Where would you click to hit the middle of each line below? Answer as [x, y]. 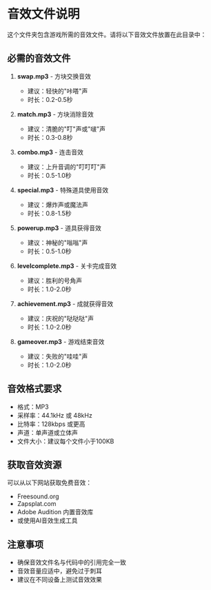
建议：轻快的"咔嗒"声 [58, 91]
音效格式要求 [34, 389]
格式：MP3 [33, 407]
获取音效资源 [34, 465]
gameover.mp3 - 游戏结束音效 [61, 341]
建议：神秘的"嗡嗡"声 [58, 243]
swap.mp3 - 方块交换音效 [54, 76]
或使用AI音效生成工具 [47, 520]
